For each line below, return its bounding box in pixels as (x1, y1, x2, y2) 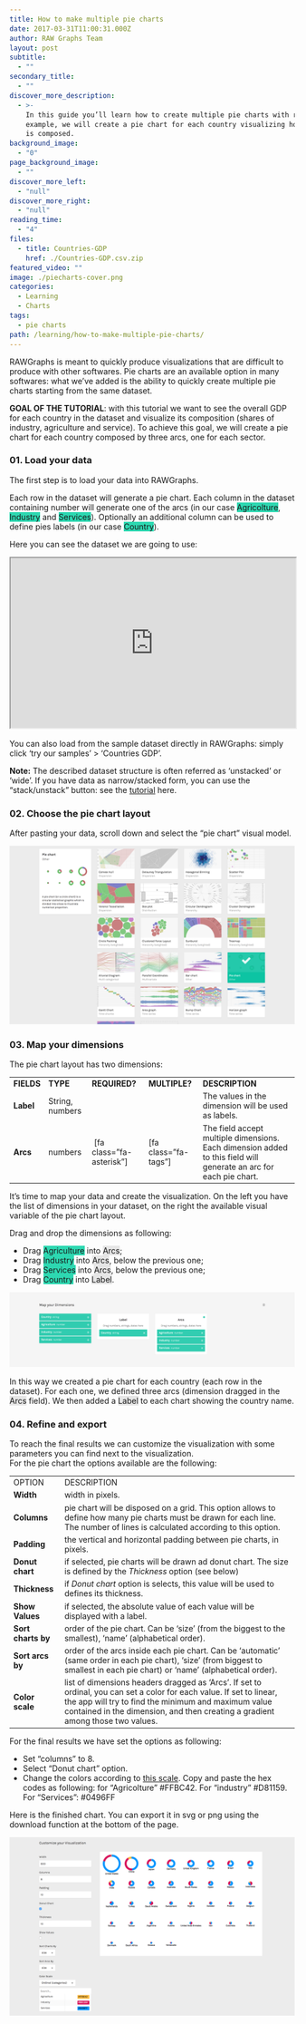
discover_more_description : (9, 91, 116, 100)
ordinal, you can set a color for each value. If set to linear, (64, 1687, 278, 1698)
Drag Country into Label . (22, 1274, 115, 1285)
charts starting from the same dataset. (9, 385, 153, 396)
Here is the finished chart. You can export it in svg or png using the (9, 1809, 260, 1820)
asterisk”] (91, 1157, 129, 1167)
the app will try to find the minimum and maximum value (64, 1696, 273, 1708)
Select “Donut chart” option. (22, 1763, 129, 1774)
